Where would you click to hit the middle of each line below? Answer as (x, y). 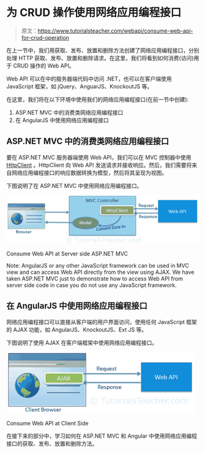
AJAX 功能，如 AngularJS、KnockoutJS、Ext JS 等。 (80, 330)
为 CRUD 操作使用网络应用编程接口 (94, 13)
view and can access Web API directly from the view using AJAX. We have (100, 272)
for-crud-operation (45, 37)
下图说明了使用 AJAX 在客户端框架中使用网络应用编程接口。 (82, 343)
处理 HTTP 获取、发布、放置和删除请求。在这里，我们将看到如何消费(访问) (100, 58)
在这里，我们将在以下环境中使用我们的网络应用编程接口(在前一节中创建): (98, 99)
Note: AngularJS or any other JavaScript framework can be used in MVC (98, 265)
